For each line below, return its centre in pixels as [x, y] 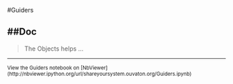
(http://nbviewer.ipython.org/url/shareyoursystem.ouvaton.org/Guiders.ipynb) [100, 74]
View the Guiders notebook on [43, 68]
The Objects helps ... [54, 49]
